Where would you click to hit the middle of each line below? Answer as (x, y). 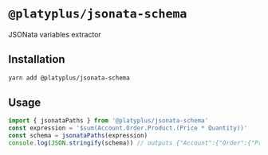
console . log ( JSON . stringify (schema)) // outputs (91, 143)
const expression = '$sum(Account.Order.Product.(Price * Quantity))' (128, 128)
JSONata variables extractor (55, 34)
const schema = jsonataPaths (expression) (78, 136)
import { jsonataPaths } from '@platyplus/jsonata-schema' (108, 121)
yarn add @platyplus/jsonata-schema (69, 78)
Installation (37, 59)
